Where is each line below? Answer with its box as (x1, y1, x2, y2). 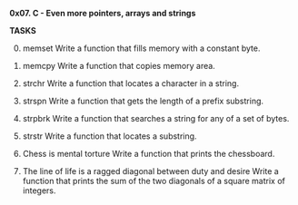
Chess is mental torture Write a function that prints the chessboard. (22, 149, 275, 159)
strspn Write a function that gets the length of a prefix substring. (22, 95, 264, 106)
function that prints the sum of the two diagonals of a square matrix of (22, 176, 286, 186)
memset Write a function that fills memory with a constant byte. (22, 43, 261, 54)
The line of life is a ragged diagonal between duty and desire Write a (22, 166, 279, 176)
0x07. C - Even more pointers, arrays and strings (9, 8, 196, 18)
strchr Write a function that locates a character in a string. (22, 78, 239, 89)
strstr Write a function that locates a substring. (22, 131, 197, 142)
